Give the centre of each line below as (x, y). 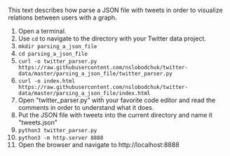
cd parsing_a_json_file (53, 54)
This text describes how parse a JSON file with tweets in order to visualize (115, 10)
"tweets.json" (38, 122)
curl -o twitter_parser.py (57, 62)
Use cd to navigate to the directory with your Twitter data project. (112, 38)
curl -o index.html (47, 81)
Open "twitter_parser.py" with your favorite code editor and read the (117, 100)
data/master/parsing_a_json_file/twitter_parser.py (95, 73)
